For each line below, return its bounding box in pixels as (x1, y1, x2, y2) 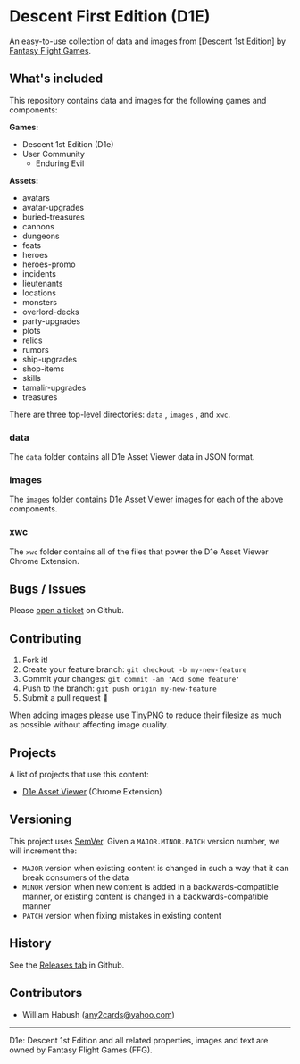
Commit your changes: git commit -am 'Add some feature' (21, 674, 241, 685)
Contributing (9, 631, 82, 646)
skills (21, 372, 42, 383)
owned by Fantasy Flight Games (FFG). (9, 1044, 154, 1055)
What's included (9, 71, 104, 87)
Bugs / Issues (9, 582, 87, 597)
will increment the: (9, 845, 78, 856)
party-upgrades (21, 315, 81, 327)
